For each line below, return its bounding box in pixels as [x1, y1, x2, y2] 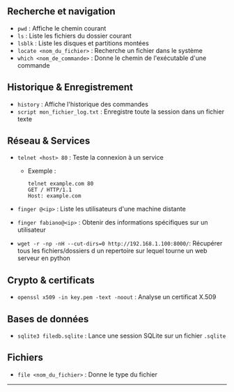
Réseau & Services [7, 135, 91, 147]
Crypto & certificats [7, 274, 95, 286]
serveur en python [17, 254, 71, 262]
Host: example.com [27, 193, 81, 199]
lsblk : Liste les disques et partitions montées [17, 38, 150, 47]
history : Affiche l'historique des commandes [17, 100, 148, 108]
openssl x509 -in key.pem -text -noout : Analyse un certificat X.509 [17, 293, 217, 301]
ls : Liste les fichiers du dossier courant [17, 31, 132, 40]
